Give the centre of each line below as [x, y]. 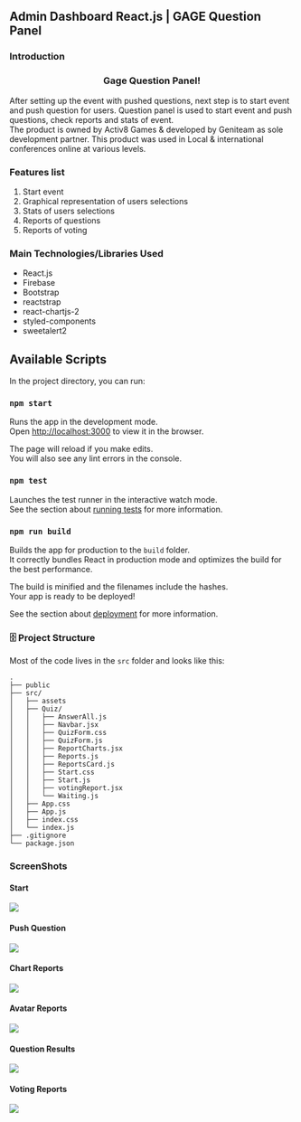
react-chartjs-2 [51, 312]
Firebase [39, 283]
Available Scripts [58, 359]
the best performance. [51, 569]
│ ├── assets [38, 702]
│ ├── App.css [40, 804]
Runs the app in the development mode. [84, 422]
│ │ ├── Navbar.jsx [54, 725]
